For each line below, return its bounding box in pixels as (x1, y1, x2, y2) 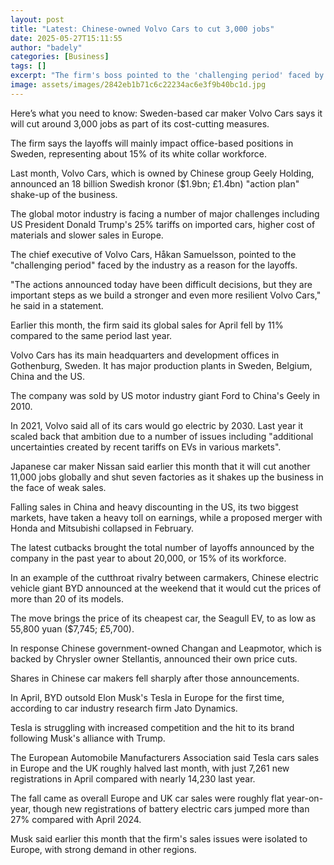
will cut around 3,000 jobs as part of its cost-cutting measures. (10, 117, 270, 130)
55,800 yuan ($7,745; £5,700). (10, 622, 135, 635)
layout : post (10, 14, 65, 25)
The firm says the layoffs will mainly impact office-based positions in (10, 137, 294, 149)
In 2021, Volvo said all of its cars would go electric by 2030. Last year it (10, 419, 304, 431)
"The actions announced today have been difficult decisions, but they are (10, 278, 313, 290)
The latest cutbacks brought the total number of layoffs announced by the (10, 541, 315, 553)
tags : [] (10, 61, 47, 71)
